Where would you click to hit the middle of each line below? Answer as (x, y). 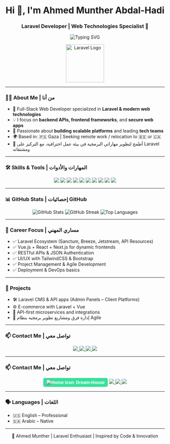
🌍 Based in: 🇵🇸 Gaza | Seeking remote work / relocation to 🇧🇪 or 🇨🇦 (87, 136)
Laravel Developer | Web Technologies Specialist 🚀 (85, 26)
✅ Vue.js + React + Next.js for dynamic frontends (64, 247)
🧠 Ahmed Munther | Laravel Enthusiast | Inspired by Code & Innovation (85, 436)
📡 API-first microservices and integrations (56, 312)
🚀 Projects (18, 288)
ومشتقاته (21, 149)
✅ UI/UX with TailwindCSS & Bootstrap (53, 258)
